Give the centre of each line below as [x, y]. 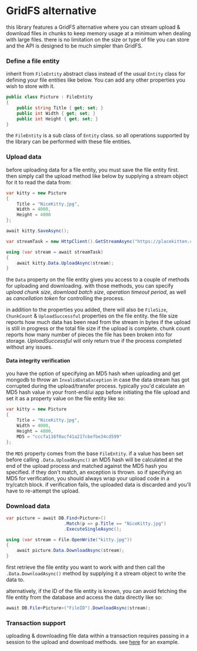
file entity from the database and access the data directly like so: [84, 598]
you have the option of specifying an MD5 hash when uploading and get [93, 373]
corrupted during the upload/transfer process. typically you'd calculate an [95, 386]
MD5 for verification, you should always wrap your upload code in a [88, 478]
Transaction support [36, 623]
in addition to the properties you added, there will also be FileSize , [87, 310]
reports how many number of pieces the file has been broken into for [89, 335]
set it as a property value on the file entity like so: [66, 399]
